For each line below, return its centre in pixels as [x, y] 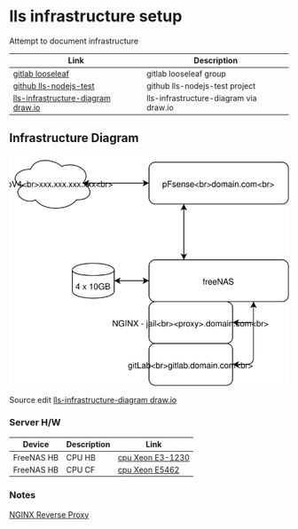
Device [36, 445]
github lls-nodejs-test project [201, 85]
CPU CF [81, 470]
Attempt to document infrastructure [74, 41]
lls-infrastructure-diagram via [201, 99]
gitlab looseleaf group [186, 74]
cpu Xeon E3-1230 [154, 457]
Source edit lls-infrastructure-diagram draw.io [93, 399]
